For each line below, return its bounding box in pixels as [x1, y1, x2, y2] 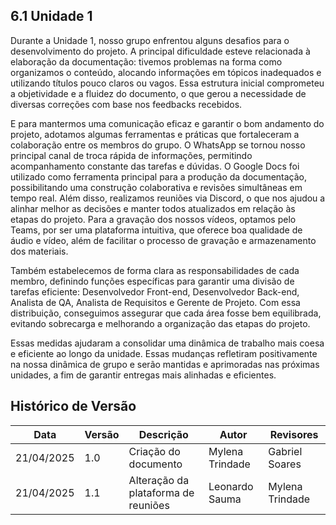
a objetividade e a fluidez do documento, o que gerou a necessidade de [10, 87, 307, 99]
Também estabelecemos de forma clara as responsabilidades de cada [10, 264, 300, 276]
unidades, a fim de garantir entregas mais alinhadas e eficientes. [10, 369, 277, 381]
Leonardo [208, 479, 254, 493]
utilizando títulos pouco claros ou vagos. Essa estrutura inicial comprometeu [10, 77, 325, 89]
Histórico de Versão [10, 398, 137, 415]
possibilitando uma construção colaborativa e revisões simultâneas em [10, 181, 303, 193]
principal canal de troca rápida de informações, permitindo [10, 149, 253, 161]
